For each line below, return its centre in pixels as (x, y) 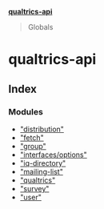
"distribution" (42, 129)
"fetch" (32, 137)
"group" (33, 146)
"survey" (34, 188)
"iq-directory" (43, 163)
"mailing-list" (42, 171)
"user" (30, 197)
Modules (26, 111)
